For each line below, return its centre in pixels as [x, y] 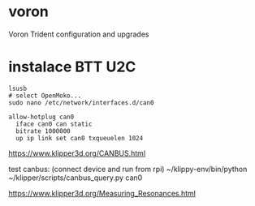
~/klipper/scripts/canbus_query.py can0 [76, 178]
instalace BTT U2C [72, 67]
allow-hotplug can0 [41, 117]
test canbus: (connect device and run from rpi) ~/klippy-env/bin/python [128, 169]
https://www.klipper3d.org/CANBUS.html [77, 153]
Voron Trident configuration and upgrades [79, 34]
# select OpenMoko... [45, 96]
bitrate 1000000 [43, 131]
